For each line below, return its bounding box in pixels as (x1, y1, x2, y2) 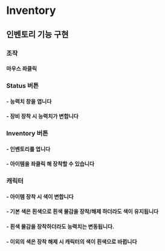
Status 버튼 (6, 82, 39, 90)
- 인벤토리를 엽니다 (6, 145, 51, 152)
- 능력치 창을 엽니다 (6, 97, 52, 105)
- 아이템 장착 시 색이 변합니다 (6, 193, 74, 200)
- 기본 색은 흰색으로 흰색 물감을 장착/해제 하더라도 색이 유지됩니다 (6, 208, 159, 215)
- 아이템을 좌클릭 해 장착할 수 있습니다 (6, 160, 95, 168)
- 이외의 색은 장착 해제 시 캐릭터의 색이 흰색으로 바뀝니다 (6, 238, 137, 245)
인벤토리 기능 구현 (6, 29, 69, 39)
